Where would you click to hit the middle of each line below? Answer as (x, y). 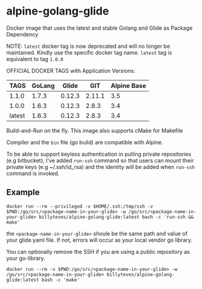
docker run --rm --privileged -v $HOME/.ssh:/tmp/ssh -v (80, 206)
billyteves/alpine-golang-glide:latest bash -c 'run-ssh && (116, 217)
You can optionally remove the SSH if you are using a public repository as (98, 251)
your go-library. (26, 258)
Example (23, 192)
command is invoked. (33, 173)
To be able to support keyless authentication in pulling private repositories (99, 154)
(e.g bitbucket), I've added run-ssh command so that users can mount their (100, 160)
